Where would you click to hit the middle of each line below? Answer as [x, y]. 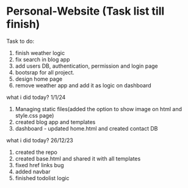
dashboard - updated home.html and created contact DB [86, 128]
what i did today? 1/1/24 [36, 97]
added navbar [33, 172]
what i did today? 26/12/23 [40, 140]
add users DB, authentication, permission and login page [86, 66]
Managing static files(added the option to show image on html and [98, 109]
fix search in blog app [42, 59]
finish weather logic [40, 52]
